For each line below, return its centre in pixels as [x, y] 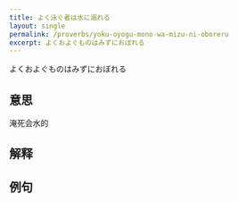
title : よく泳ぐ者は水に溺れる [60, 17]
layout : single [37, 26]
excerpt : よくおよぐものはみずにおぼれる [77, 42]
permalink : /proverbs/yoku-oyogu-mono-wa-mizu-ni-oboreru [119, 34]
